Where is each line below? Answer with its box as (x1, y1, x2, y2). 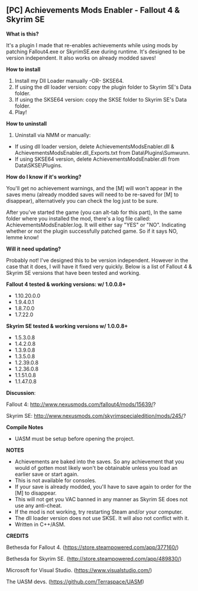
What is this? (6, 30, 40, 37)
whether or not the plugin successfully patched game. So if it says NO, (6, 228, 178, 235)
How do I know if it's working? (6, 173, 82, 180)
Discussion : (6, 389, 36, 396)
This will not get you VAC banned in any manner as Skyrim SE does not (14, 495, 188, 502)
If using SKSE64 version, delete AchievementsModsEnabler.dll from (14, 155, 180, 163)
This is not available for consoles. (14, 476, 96, 484)
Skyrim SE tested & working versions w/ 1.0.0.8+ (6, 322, 128, 329)
